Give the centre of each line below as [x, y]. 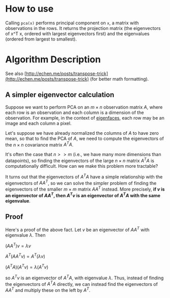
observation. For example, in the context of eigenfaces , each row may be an [85, 118]
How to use [29, 9]
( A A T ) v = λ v [18, 245]
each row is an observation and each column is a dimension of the [75, 113]
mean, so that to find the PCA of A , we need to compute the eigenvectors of [84, 138]
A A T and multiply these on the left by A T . [48, 290]
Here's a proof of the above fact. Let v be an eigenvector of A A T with [77, 230]
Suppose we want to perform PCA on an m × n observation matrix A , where [84, 107]
